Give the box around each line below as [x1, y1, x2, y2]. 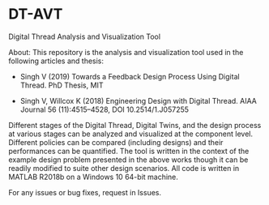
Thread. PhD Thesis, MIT [19, 80, 104, 90]
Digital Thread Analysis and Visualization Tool [8, 32, 160, 41]
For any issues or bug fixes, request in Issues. [8, 187, 162, 197]
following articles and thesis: [8, 56, 104, 66]
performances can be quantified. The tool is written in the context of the [8, 146, 250, 156]
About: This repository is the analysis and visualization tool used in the [8, 47, 244, 57]
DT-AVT [8, 5, 63, 23]
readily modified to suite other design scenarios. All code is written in [8, 163, 240, 173]
